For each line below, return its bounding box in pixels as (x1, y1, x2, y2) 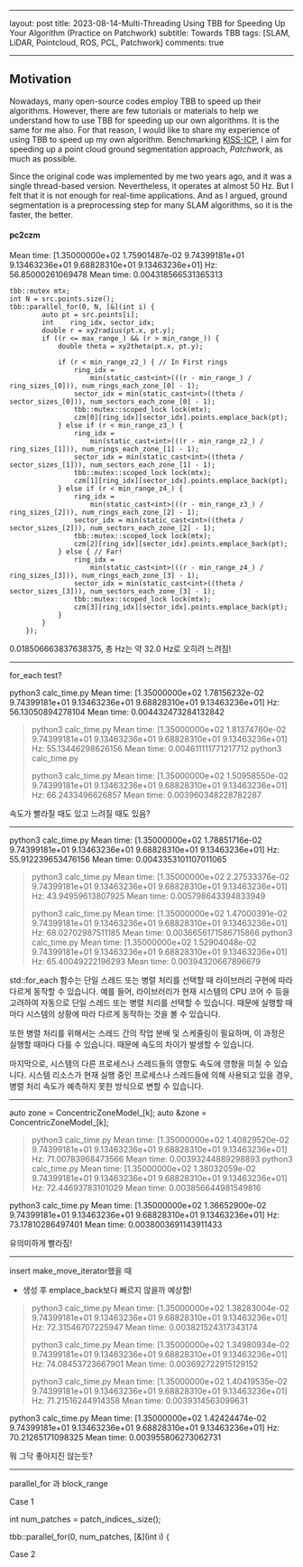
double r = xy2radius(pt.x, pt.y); (41, 326, 176, 335)
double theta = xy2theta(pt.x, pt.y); (57, 342, 204, 351)
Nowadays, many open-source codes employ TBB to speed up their (9, 96, 262, 107)
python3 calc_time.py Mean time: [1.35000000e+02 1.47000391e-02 (31, 909, 289, 919)
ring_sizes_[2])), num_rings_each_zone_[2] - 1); (9, 508, 200, 518)
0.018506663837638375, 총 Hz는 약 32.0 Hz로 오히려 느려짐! (9, 643, 232, 655)
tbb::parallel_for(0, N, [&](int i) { (9, 303, 155, 312)
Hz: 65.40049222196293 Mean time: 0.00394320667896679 (31, 956, 262, 967)
